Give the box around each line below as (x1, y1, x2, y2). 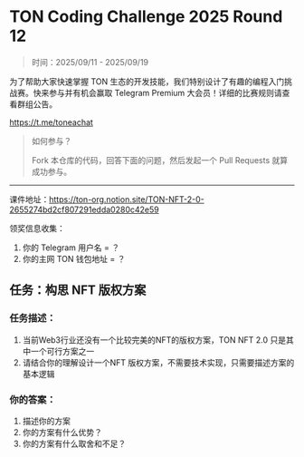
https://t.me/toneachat (9, 116, 93, 128)
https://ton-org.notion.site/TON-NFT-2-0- (49, 193, 205, 205)
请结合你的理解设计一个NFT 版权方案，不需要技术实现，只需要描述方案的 (22, 356, 295, 368)
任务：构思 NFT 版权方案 (9, 283, 147, 298)
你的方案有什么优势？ (22, 426, 102, 437)
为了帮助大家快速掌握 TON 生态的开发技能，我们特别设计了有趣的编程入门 (9, 75, 285, 87)
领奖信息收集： (9, 222, 65, 233)
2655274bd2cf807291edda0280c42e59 (9, 204, 160, 215)
